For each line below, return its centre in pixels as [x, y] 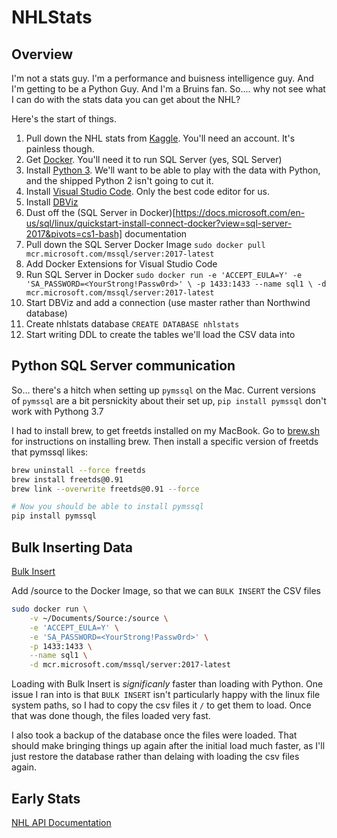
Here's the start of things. [64, 119]
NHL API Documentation [61, 822]
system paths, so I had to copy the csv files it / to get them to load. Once [161, 705]
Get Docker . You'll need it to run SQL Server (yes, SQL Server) [154, 159]
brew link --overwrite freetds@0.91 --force [105, 489]
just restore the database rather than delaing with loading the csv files [155, 757]
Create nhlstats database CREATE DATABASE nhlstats [132, 324]
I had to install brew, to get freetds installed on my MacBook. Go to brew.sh [166, 430]
